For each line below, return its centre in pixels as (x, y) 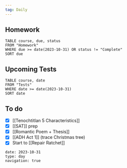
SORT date (15, 94)
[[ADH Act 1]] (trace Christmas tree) (49, 137)
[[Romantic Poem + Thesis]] (41, 132)
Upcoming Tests (31, 69)
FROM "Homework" (22, 45)
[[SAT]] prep (25, 126)
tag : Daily (16, 10)
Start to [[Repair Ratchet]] (39, 143)
